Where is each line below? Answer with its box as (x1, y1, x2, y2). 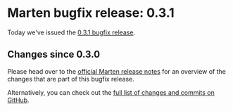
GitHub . (7, 96, 30, 104)
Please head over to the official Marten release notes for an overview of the (7, 67, 227, 75)
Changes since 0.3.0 (7, 48, 101, 60)
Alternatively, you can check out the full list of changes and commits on (7, 88, 215, 96)
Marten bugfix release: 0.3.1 (7, 5, 175, 21)
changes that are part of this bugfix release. (7, 74, 135, 83)
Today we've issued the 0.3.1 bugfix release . (7, 28, 136, 37)
